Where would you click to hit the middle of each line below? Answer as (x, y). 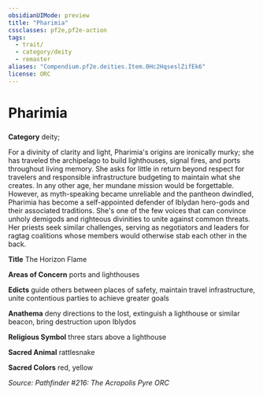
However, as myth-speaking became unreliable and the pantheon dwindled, (131, 194)
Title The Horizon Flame (48, 259)
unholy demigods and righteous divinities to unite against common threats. (129, 219)
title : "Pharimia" (38, 23)
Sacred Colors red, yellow (51, 367)
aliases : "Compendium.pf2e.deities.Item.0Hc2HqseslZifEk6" (107, 67)
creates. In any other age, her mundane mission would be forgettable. (121, 185)
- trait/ (30, 45)
